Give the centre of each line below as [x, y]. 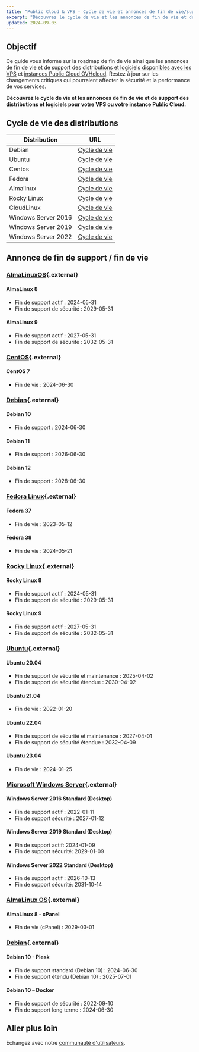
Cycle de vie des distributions [62, 123]
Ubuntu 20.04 [24, 663]
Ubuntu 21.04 [23, 696]
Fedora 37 [19, 511]
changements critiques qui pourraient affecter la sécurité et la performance [98, 80]
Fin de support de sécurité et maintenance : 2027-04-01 [84, 736]
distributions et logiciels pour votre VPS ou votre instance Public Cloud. [96, 104]
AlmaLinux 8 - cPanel [33, 914]
